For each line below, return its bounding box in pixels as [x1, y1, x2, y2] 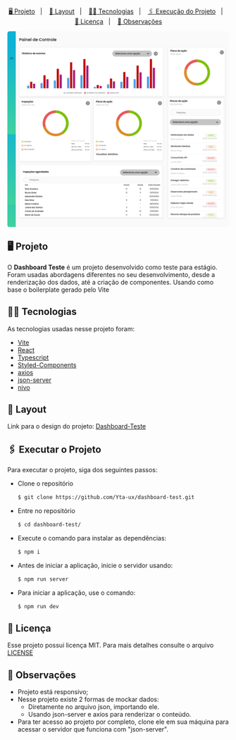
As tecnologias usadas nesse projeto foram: [7, 324, 135, 333]
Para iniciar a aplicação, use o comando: [17, 588, 136, 597]
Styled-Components [17, 360, 77, 369]
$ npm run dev [17, 603, 59, 610]
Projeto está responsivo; [17, 688, 89, 696]
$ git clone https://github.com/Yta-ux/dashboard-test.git [17, 494, 195, 501]
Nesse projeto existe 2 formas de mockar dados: [17, 695, 160, 704]
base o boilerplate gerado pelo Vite [7, 285, 110, 294]
